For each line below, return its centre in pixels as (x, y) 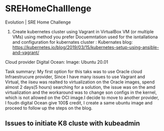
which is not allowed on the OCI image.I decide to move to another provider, (82, 97)
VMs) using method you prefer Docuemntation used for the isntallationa (85, 37)
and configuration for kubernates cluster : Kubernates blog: (72, 42)
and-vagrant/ (26, 52)
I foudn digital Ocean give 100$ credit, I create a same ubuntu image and (79, 103)
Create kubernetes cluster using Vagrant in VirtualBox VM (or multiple (83, 31)
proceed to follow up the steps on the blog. (49, 108)
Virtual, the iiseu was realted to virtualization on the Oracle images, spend (80, 82)
